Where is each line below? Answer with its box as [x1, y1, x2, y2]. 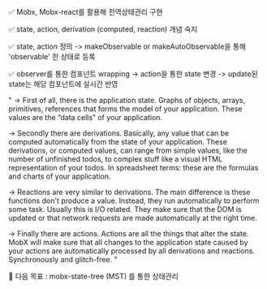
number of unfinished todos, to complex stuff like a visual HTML [8, 154, 223, 164]
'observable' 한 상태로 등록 [8, 52, 96, 61]
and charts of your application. [8, 171, 111, 181]
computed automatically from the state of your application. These [8, 137, 227, 146]
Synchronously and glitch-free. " [8, 255, 118, 264]
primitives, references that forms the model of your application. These [8, 104, 243, 114]
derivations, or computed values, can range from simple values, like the [8, 145, 248, 155]
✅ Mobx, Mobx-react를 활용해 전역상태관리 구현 [8, 7, 163, 16]
